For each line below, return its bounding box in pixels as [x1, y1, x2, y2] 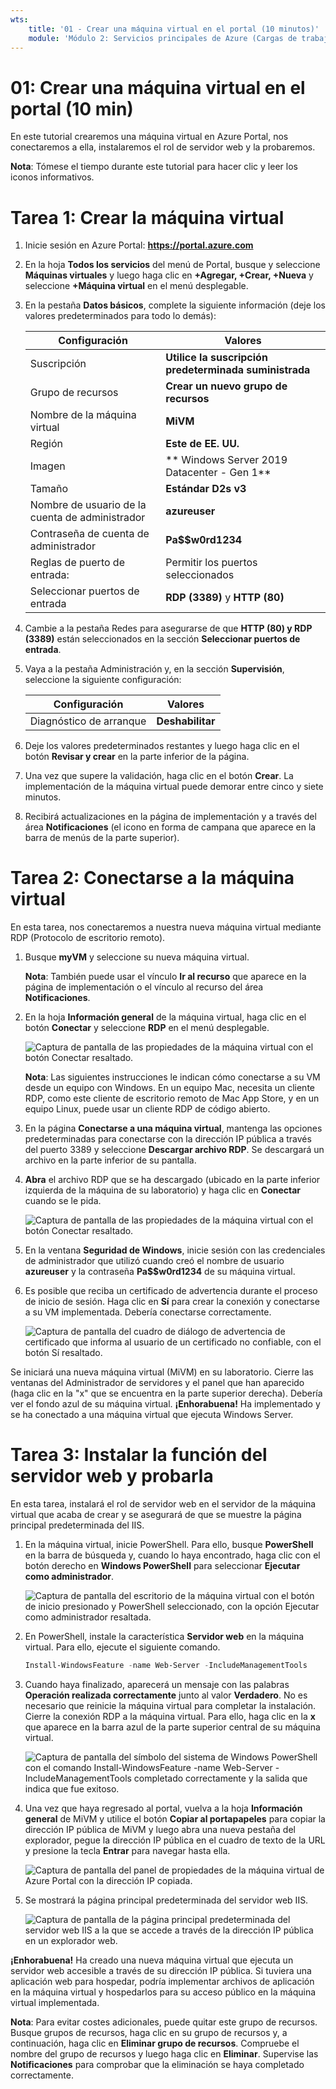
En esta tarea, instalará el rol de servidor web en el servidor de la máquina [10, 1498, 317, 1510]
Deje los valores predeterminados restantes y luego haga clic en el [24, 740, 300, 752]
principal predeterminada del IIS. [10, 1519, 145, 1531]
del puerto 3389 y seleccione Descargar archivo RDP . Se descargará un [24, 1144, 325, 1156]
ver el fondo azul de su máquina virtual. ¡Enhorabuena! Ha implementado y [10, 1398, 321, 1410]
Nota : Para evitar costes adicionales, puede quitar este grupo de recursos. [10, 2016, 318, 2028]
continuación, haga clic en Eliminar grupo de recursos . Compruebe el [10, 2037, 300, 2049]
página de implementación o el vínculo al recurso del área [24, 981, 264, 993]
